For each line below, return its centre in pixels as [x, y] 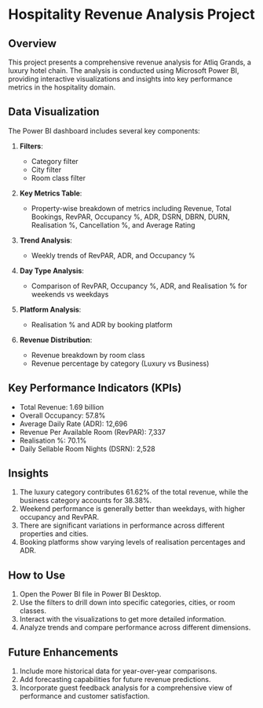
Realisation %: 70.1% [53, 440]
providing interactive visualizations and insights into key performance [121, 79]
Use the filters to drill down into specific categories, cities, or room [127, 603]
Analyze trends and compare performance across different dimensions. [135, 628]
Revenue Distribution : [56, 340]
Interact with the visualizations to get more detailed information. [122, 619]
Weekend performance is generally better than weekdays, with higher [132, 509]
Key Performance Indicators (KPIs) [95, 388]
